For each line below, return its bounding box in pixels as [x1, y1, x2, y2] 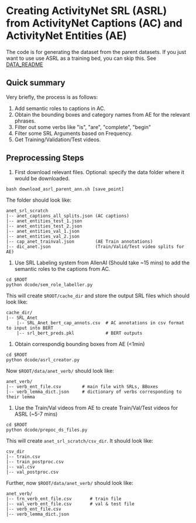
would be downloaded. [14, 175, 70, 182]
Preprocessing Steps [6, 153, 84, 163]
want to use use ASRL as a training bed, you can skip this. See [6, 55, 157, 62]
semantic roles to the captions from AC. [14, 265, 111, 272]
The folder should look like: [6, 196, 72, 203]
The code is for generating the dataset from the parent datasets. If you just [6, 48, 186, 55]
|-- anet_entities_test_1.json [6, 218, 82, 224]
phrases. [14, 117, 36, 124]
